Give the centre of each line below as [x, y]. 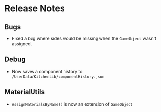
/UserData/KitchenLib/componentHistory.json [58, 77]
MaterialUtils [25, 92]
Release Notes [35, 9]
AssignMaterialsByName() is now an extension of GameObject [72, 104]
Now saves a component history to [47, 71]
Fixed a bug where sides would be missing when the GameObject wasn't [84, 38]
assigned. [22, 44]
